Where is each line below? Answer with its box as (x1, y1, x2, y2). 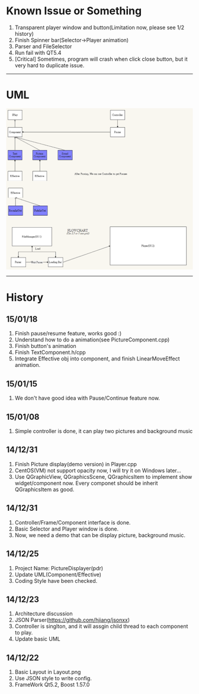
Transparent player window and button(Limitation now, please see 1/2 (14, 24, 185, 31)
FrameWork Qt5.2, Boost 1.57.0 (14, 681, 90, 688)
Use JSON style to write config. (14, 675, 92, 682)
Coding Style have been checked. (14, 577, 98, 584)
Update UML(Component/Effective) (14, 571, 102, 578)
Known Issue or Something (6, 4, 142, 18)
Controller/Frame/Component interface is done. (14, 519, 131, 526)
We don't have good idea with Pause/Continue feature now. (14, 394, 161, 402)
